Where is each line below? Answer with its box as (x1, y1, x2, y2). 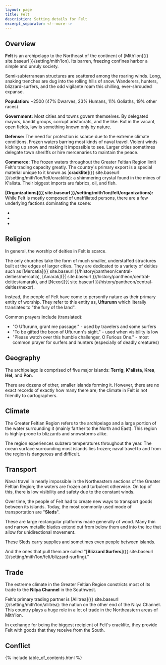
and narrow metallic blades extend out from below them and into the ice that (5, 524, 161, 530)
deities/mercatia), (5, 273, 41, 279)
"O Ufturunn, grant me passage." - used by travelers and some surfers (12, 324, 156, 330)
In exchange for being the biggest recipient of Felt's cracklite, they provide (5, 622, 158, 628)
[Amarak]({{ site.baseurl (42, 273, 92, 279)
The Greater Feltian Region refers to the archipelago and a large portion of (5, 420, 157, 426)
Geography (5, 354, 41, 362)
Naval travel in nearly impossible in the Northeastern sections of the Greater (5, 478, 161, 485)
